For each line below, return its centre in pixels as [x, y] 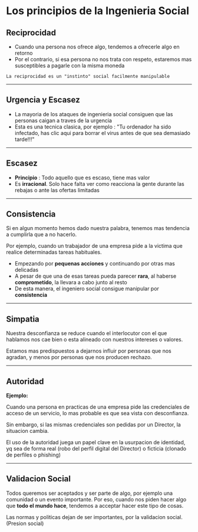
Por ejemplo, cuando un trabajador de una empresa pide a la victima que [94, 246]
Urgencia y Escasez [43, 100]
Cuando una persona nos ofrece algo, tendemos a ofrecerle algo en [97, 47]
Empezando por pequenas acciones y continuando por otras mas [95, 264]
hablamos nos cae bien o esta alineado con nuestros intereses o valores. [95, 340]
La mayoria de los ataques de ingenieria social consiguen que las [94, 114]
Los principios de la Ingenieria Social [98, 11]
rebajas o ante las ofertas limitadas [57, 190]
